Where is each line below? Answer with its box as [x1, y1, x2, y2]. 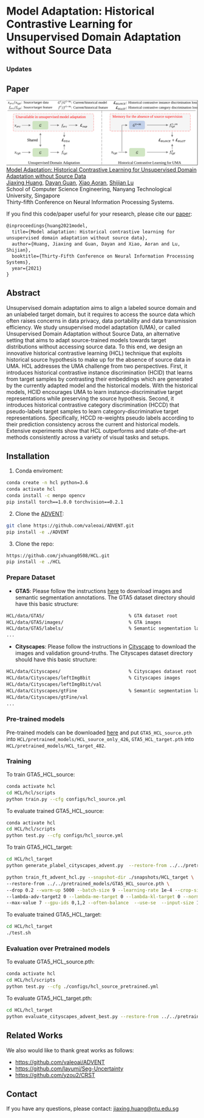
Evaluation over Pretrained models [6, 944, 110, 953]
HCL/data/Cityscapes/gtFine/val [6, 694, 88, 700]
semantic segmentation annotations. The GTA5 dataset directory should [15, 594, 195, 601]
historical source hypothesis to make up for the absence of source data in [6, 356, 191, 363]
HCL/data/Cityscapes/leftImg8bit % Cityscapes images [6, 675, 181, 681]
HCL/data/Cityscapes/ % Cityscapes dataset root [6, 669, 197, 675]
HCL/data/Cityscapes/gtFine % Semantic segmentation [6, 687, 191, 694]
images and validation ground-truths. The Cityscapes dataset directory [15, 650, 193, 657]
